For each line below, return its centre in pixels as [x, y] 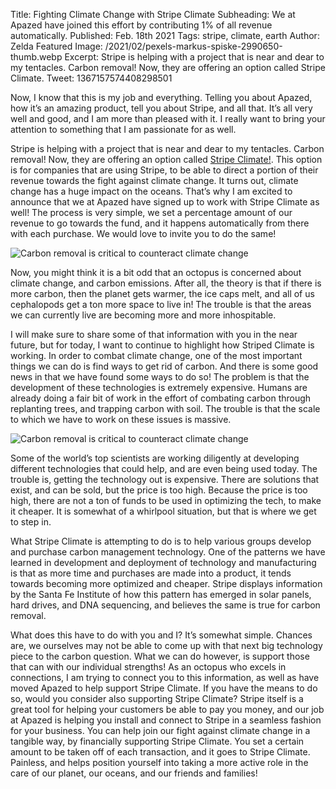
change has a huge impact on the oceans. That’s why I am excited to [151, 191]
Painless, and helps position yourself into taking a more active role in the [159, 762]
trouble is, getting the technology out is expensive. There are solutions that [165, 479]
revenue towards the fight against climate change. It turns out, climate [154, 180]
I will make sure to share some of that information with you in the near [154, 334]
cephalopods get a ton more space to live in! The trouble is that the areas [161, 304]
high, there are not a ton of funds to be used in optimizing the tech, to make [166, 500]
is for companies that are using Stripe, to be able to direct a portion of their [164, 170]
